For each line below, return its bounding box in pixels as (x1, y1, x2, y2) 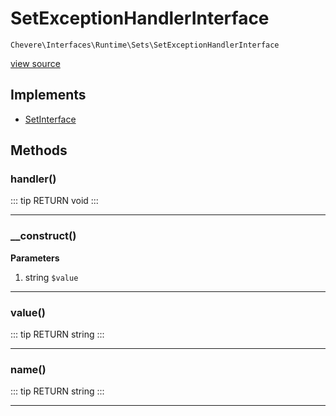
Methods (10, 142, 68, 159)
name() (10, 362, 47, 376)
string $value (24, 271, 79, 283)
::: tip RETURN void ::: (10, 195, 99, 207)
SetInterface (24, 113, 77, 125)
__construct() (10, 229, 77, 243)
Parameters (10, 252, 60, 264)
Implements (10, 87, 87, 104)
